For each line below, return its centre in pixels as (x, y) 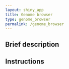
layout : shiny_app (24, 10)
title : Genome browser (29, 15)
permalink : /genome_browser (35, 24)
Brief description (32, 44)
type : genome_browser (28, 19)
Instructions (25, 62)
